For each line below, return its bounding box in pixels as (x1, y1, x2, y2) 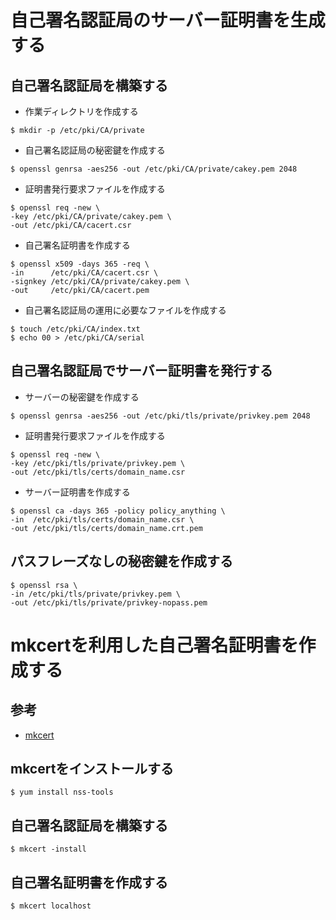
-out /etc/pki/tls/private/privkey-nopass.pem (10, 597, 208, 608)
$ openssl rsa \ (10, 580, 78, 590)
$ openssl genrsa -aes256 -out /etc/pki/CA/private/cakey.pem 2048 (10, 164, 298, 174)
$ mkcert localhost (10, 901, 92, 911)
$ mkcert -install (10, 844, 87, 855)
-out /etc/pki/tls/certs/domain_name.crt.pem (10, 523, 203, 533)
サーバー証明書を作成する (24, 486, 131, 498)
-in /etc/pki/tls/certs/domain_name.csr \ (10, 514, 195, 525)
